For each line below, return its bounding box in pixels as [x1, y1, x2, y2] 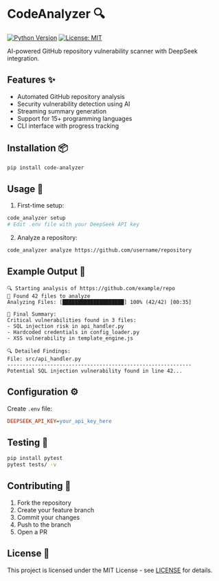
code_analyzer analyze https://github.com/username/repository [7, 247, 192, 254]
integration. [7, 54, 40, 63]
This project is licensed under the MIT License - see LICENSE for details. [7, 566, 213, 574]
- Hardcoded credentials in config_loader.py [7, 329, 139, 336]
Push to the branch [16, 520, 71, 529]
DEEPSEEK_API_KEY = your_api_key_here [7, 417, 112, 424]
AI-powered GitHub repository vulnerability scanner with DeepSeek [7, 47, 198, 55]
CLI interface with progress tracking [16, 122, 119, 130]
